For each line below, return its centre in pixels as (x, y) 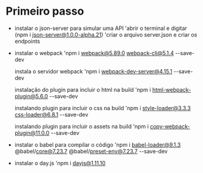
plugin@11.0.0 (32, 133)
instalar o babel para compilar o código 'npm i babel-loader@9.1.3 (98, 144)
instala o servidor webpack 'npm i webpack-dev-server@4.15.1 (93, 71)
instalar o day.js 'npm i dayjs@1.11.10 (60, 163)
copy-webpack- (170, 126)
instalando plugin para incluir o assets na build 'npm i (82, 126)
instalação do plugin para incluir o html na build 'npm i (83, 89)
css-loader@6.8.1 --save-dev (51, 114)
